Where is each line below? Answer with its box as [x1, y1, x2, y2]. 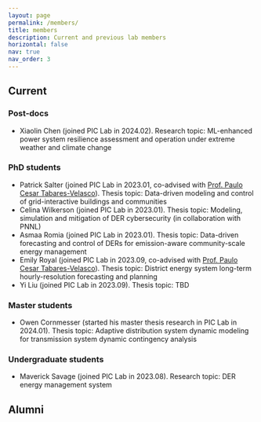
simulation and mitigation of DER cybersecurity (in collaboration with [19, 213, 241, 222]
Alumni [8, 402, 45, 416]
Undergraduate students [8, 354, 104, 365]
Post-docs [8, 108, 49, 119]
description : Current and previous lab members [8, 33, 167, 42]
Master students [8, 299, 73, 310]
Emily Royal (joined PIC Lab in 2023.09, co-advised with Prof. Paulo [19, 255, 238, 264]
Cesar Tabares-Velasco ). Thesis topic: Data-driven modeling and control [19, 188, 254, 197]
